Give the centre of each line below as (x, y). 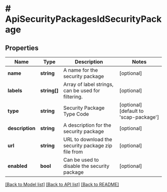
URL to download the (88, 139)
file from (73, 152)
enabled (17, 166)
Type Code (76, 114)
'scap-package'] (139, 117)
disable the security (86, 166)
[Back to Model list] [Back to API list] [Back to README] (62, 184)
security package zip (88, 145)
